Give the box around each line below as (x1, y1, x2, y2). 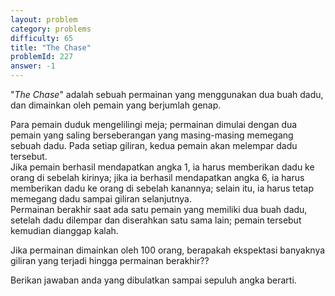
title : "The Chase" (10, 42, 92, 53)
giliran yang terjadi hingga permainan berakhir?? (10, 255, 210, 266)
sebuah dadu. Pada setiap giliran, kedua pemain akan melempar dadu (10, 140, 298, 151)
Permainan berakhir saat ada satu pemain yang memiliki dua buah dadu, (10, 204, 308, 215)
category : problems (10, 24, 92, 34)
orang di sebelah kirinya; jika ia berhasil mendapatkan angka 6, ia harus (10, 172, 305, 183)
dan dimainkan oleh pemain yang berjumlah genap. (10, 99, 222, 111)
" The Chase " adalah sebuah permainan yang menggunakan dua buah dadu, (10, 89, 324, 100)
